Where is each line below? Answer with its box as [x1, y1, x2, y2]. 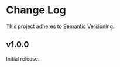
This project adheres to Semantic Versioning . [6, 23, 115, 30]
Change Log [6, 3, 66, 17]
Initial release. [6, 55, 40, 62]
